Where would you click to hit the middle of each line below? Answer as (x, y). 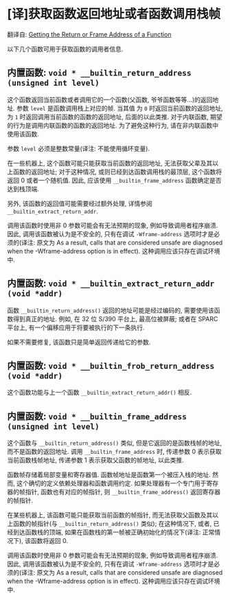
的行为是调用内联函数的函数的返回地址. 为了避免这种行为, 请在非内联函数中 (113, 125)
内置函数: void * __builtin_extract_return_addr (111, 283)
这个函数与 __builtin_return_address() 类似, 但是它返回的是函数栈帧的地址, (115, 443)
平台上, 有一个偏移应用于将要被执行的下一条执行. (76, 327)
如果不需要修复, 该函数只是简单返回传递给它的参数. (79, 342)
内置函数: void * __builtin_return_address (100, 73)
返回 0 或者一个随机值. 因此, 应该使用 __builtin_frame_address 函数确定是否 (114, 180)
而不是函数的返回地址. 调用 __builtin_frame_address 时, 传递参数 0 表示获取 (114, 452)
